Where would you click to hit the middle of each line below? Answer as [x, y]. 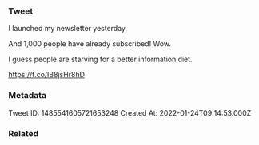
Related [24, 133]
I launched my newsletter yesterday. [68, 29]
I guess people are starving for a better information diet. [101, 59]
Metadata [27, 96]
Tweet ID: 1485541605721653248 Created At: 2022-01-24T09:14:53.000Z [130, 112]
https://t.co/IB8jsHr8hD [47, 75]
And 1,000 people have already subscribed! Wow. [90, 44]
